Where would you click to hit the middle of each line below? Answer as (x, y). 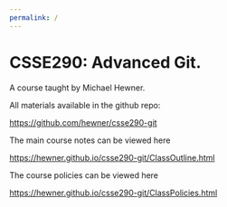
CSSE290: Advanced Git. (105, 62)
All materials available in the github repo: (85, 105)
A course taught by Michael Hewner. (77, 88)
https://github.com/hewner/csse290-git (83, 122)
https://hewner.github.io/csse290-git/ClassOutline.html (112, 157)
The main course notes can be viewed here (90, 140)
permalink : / (34, 18)
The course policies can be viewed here (84, 175)
